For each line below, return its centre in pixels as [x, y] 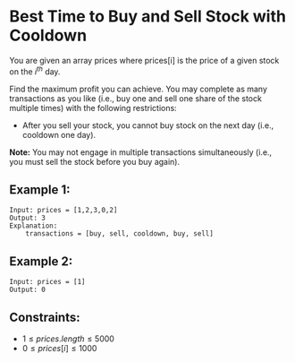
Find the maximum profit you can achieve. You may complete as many [139, 89]
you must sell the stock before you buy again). [95, 161]
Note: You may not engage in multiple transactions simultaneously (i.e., [141, 152]
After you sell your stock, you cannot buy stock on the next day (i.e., [148, 125]
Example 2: [41, 261]
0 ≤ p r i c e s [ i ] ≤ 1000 [59, 349]
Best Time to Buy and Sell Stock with [147, 17]
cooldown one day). [59, 134]
